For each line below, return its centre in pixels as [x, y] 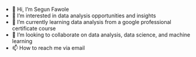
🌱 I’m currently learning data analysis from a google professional [92, 22]
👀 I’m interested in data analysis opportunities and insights [84, 16]
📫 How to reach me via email [48, 48]
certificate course [34, 28]
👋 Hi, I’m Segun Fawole [40, 9]
